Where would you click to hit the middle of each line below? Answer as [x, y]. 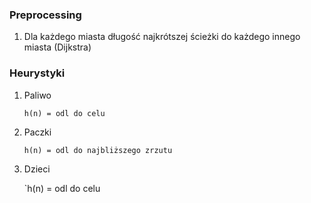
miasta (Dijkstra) [57, 47]
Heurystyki [37, 73]
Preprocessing [45, 15]
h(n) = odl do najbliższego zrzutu [98, 150]
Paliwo [37, 95]
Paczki [37, 132]
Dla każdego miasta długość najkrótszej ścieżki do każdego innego [162, 37]
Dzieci [37, 169]
